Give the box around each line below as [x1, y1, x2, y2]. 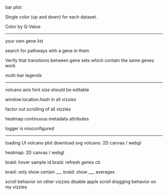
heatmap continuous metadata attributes [5, 116, 89, 121]
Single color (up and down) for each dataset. [5, 14, 97, 19]
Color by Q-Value [5, 23, 41, 29]
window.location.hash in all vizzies [5, 96, 76, 102]
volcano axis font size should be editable [5, 87, 89, 92]
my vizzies [5, 184, 27, 189]
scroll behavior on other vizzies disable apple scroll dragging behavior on [5, 178, 156, 184]
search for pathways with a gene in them [5, 47, 89, 53]
